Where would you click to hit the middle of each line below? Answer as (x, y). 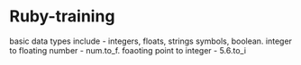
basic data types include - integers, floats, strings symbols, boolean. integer (151, 41)
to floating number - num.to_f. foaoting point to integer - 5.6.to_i (128, 50)
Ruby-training (62, 16)
